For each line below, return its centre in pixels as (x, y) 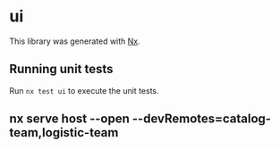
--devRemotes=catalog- (201, 119)
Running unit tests (61, 69)
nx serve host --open (69, 119)
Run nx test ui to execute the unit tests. (84, 90)
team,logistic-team (64, 132)
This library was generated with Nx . (75, 41)
